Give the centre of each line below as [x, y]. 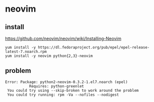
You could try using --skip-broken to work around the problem [73, 90]
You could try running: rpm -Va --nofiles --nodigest [63, 95]
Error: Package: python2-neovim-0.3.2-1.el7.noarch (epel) [66, 82]
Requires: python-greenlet [56, 86]
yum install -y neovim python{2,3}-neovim [49, 56]
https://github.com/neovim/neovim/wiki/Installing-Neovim [63, 38]
